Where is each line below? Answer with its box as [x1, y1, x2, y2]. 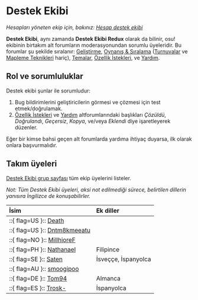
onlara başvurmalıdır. [6, 141, 57, 149]
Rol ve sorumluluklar [6, 71, 84, 81]
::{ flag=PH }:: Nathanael [9, 245, 76, 253]
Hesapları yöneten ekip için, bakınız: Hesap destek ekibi [6, 24, 143, 31]
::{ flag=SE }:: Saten [9, 255, 63, 263]
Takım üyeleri [6, 159, 57, 169]
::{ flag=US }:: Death [9, 216, 64, 225]
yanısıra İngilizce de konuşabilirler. [6, 192, 90, 199]
